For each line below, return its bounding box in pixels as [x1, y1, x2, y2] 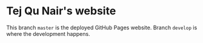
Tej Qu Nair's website [6, 4, 116, 18]
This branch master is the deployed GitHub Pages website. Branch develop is [6, 24, 198, 31]
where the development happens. [6, 30, 90, 37]
